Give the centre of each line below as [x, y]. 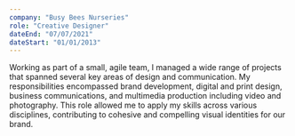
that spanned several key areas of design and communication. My [130, 77]
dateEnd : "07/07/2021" [51, 34]
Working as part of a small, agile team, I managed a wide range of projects [145, 68]
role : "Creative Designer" [59, 26]
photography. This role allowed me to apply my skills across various [133, 105]
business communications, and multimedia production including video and [145, 96]
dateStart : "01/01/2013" [55, 42]
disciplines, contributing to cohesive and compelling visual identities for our [147, 115]
